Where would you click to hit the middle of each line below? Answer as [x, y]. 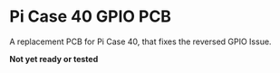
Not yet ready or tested [54, 59]
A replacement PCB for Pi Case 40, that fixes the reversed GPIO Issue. [140, 41]
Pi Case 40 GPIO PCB [91, 17]
